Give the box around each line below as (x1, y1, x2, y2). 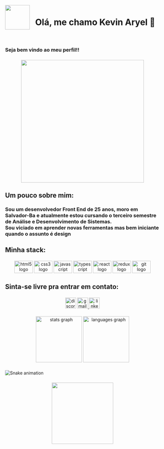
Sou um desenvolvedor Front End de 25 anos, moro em (5, 206, 138, 213)
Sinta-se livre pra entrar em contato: (5, 282, 119, 291)
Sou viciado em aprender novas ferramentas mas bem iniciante (5, 224, 159, 231)
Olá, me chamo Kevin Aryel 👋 (35, 17, 156, 28)
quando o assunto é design (5, 231, 71, 238)
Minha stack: (5, 245, 46, 254)
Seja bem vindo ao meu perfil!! (5, 47, 80, 53)
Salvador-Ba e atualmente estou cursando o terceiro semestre (5, 212, 157, 219)
